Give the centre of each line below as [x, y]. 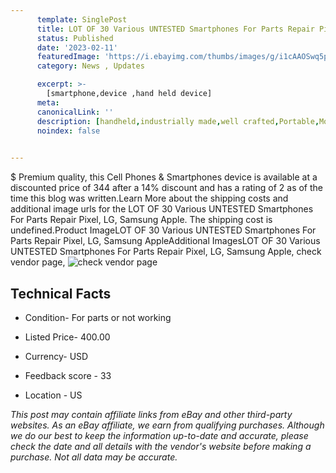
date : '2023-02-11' [77, 47]
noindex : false [68, 131]
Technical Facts [61, 293]
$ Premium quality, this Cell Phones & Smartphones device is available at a [164, 177]
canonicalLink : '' [75, 112]
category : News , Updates [90, 66]
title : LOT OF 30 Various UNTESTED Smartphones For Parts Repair [175, 29]
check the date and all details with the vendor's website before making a [161, 446]
